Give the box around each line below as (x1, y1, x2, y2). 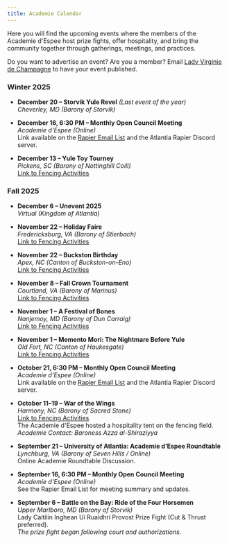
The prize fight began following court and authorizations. (17, 528, 182, 536)
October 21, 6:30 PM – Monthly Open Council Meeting (17, 363, 176, 372)
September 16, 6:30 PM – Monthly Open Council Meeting (17, 470, 185, 479)
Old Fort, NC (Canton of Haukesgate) (17, 343, 124, 351)
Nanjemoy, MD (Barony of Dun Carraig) (17, 315, 131, 323)
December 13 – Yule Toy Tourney (17, 154, 114, 162)
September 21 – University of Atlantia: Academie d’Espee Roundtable (17, 442, 221, 451)
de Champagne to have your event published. (7, 64, 137, 73)
